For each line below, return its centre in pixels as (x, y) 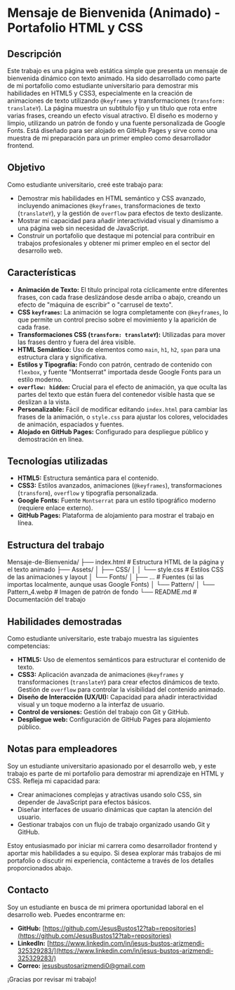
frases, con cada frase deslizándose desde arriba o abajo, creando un (119, 297)
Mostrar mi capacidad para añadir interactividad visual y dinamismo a (118, 220)
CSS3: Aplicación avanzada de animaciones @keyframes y (100, 675)
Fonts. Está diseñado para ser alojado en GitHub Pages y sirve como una (113, 131)
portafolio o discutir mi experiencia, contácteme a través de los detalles (110, 861)
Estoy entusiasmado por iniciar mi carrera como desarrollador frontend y (112, 845)
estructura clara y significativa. (62, 357)
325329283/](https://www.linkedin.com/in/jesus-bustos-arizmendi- (115, 951)
